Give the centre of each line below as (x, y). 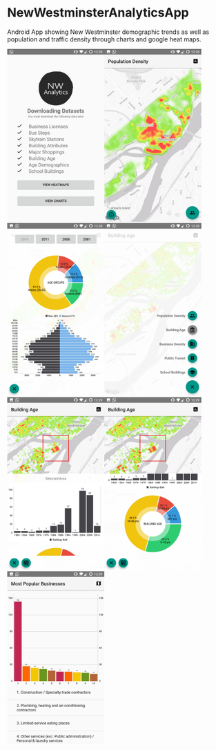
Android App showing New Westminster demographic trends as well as (108, 32)
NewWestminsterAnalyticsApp (98, 13)
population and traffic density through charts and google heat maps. (104, 39)
